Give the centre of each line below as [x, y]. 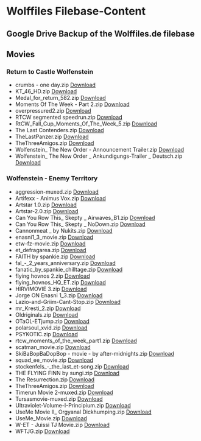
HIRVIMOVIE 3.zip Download [51, 289]
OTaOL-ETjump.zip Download [52, 321]
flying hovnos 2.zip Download [52, 276]
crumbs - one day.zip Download [55, 85]
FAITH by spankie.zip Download [55, 256]
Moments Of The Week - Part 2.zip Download [72, 104]
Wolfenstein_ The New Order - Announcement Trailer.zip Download [100, 150]
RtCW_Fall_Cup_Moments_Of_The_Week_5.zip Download [86, 124]
